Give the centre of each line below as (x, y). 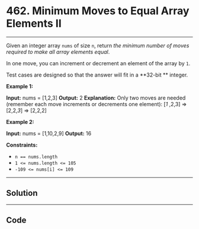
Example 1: (20, 86)
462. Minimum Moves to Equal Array (98, 11)
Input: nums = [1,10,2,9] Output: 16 (49, 133)
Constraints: (22, 145)
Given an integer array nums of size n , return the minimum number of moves (98, 45)
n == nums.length (36, 157)
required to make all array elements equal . (58, 52)
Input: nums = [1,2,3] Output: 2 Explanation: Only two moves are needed (96, 98)
